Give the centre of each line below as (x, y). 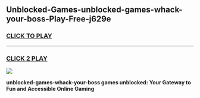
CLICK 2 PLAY (27, 58)
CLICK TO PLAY (29, 36)
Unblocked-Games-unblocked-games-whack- (94, 10)
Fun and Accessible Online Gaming (50, 88)
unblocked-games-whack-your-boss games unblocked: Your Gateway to (99, 82)
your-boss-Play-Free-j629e (59, 19)
